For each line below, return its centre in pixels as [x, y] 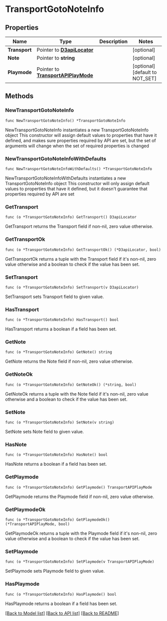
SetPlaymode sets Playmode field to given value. [55, 571]
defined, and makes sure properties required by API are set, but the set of [81, 140]
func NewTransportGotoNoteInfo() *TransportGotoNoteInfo [65, 120]
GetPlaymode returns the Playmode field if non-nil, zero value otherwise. [80, 497]
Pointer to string [56, 58]
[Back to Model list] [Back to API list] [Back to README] [62, 613]
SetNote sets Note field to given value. [44, 432]
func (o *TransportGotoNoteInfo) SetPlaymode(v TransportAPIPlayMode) [80, 562]
